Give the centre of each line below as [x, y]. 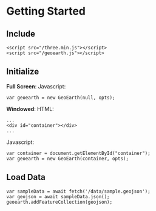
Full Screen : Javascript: [36, 86]
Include [21, 34]
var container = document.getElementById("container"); [78, 153]
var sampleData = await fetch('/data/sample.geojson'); [78, 191]
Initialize [23, 72]
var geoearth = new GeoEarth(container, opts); [68, 159]
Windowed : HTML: [30, 109]
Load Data [26, 177]
